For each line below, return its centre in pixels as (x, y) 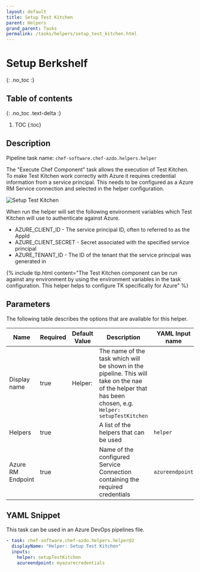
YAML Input (174, 333)
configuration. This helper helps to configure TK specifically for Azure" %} (97, 285)
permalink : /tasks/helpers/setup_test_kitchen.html (71, 34)
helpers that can (122, 432)
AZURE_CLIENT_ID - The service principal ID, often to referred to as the (102, 229)
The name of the (122, 351)
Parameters (28, 304)
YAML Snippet (33, 515)
